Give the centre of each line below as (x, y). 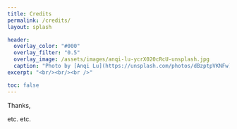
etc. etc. (19, 119)
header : (19, 39)
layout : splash (30, 27)
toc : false (23, 85)
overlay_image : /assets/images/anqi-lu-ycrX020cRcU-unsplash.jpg (112, 60)
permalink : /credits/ (39, 20)
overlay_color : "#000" (47, 47)
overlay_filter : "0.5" (47, 53)
